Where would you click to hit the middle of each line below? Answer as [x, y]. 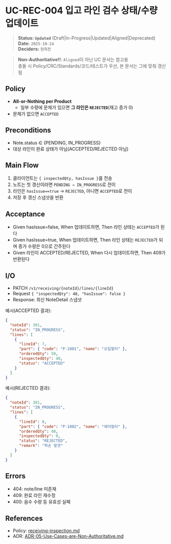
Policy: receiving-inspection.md [46, 531]
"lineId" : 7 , [33, 344]
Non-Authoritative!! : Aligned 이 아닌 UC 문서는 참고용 [73, 59]
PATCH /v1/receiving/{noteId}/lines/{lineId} [63, 288]
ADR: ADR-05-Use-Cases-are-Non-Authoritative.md [68, 536]
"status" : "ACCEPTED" [42, 363]
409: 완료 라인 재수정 [34, 495]
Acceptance [25, 214]
